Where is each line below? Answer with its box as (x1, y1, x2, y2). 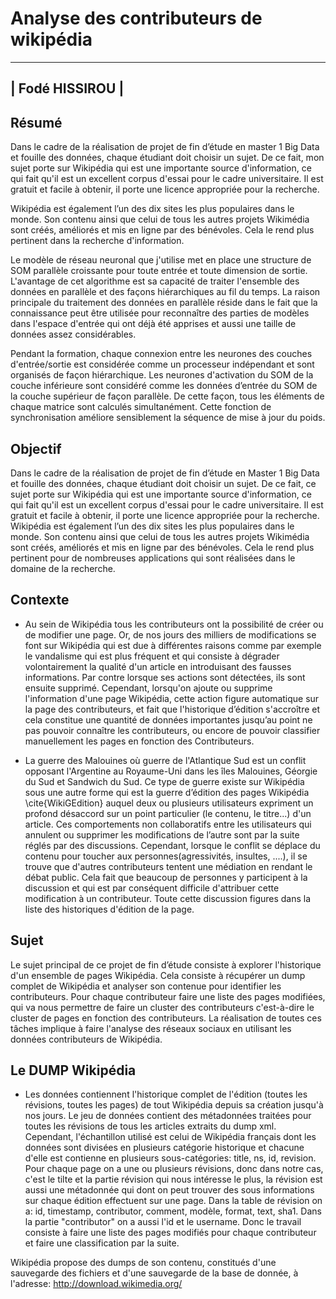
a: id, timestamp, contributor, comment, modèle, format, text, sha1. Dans (24, 1205, 322, 1217)
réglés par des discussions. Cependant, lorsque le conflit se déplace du (24, 839, 321, 851)
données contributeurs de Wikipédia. (10, 1033, 163, 1045)
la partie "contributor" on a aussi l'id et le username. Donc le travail (24, 1216, 302, 1228)
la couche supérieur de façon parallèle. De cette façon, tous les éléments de (10, 390, 325, 402)
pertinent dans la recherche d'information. (10, 235, 185, 247)
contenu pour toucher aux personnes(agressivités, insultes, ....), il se (24, 850, 308, 862)
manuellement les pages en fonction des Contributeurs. (24, 735, 255, 747)
